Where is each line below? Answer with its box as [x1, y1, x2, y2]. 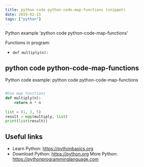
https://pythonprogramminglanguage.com [12, 156, 99, 162]
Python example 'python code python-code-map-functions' [5, 30, 129, 36]
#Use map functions [5, 91, 46, 96]
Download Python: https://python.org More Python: [12, 151, 118, 157]
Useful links [5, 132, 43, 141]
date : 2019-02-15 [5, 12, 41, 17]
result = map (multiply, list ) [5, 114, 68, 119]
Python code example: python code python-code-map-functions [5, 77, 139, 83]
